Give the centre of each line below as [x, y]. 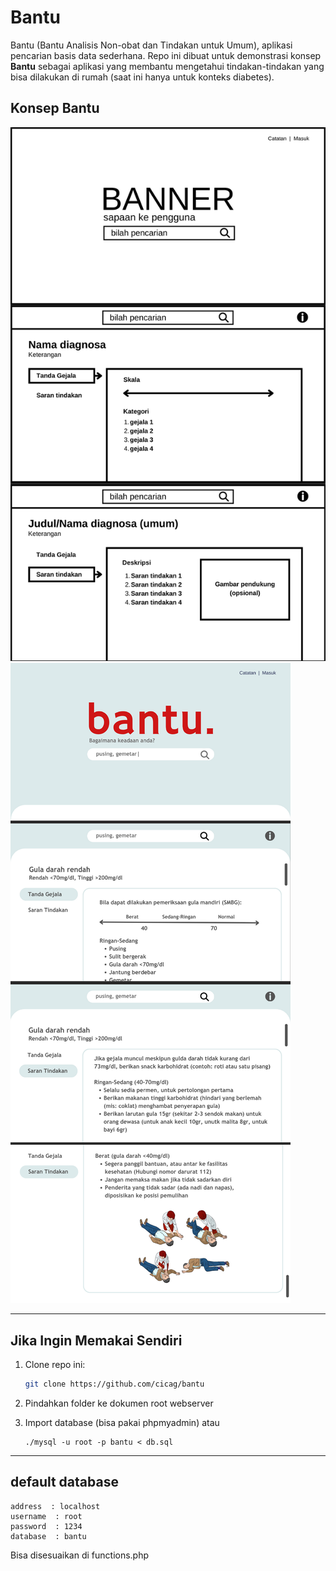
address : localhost [55, 1506]
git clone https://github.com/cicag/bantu [114, 1384]
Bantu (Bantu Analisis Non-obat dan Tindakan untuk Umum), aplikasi [151, 45]
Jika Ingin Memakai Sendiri [96, 1340]
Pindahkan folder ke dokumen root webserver [119, 1403]
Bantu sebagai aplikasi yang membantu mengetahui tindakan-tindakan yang [167, 66]
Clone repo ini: [55, 1365]
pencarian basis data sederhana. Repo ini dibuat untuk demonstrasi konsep [166, 55]
